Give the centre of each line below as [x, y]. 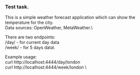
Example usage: [21, 57]
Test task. [17, 7]
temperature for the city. [29, 22]
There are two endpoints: [30, 37]
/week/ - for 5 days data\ [30, 48]
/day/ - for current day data [32, 42]
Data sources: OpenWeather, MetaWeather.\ [49, 28]
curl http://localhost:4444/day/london [43, 62]
